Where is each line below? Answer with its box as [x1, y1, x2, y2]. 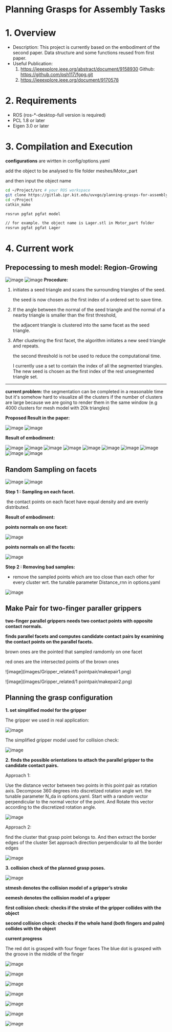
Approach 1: [5, 772, 31, 778]
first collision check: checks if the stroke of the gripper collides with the [5, 905, 162, 911]
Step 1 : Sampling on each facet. [5, 488, 75, 494]
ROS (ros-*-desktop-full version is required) [12, 112, 106, 118]
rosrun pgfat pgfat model [5, 211, 60, 216]
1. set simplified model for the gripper [5, 707, 87, 713]
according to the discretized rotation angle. [5, 804, 96, 810]
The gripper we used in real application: [5, 717, 90, 723]
